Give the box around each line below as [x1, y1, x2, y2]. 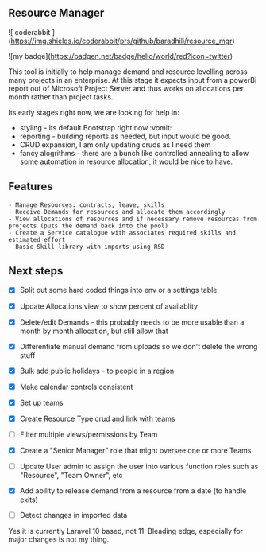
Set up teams [19, 398, 64, 407]
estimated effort [8, 235, 66, 243]
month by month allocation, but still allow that [19, 326, 168, 336]
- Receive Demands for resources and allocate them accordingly [8, 208, 226, 216]
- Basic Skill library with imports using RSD [8, 243, 165, 251]
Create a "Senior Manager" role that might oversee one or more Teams [19, 445, 252, 455]
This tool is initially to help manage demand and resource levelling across [8, 67, 248, 76]
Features [8, 180, 53, 193]
